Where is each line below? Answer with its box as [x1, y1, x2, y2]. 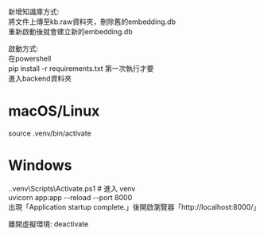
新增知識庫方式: [8, 7, 60, 16]
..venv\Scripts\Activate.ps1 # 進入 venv [8, 183, 136, 193]
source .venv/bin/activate [8, 128, 91, 138]
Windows [8, 156, 72, 175]
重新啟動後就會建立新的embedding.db [8, 27, 133, 36]
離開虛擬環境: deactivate [8, 218, 89, 229]
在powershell [8, 54, 52, 63]
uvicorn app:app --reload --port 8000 [8, 192, 133, 202]
